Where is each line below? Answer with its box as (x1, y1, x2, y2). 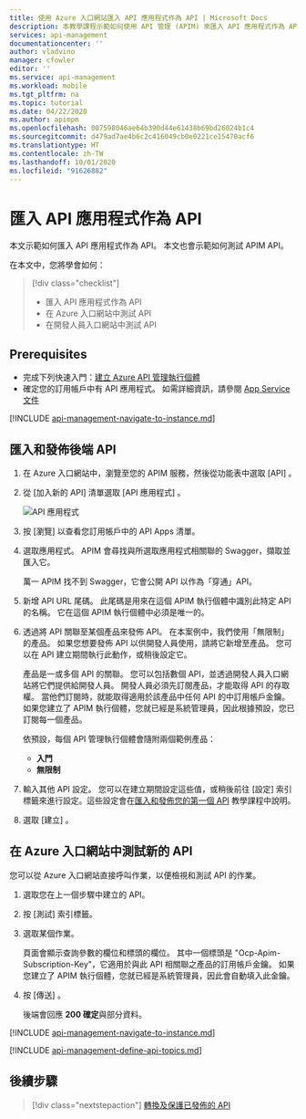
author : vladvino (9, 47, 76, 57)
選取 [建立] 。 (22, 814, 74, 825)
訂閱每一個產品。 (22, 714, 87, 725)
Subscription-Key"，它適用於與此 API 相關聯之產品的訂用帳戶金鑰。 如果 (22, 958, 295, 969)
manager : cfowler (9, 56, 76, 65)
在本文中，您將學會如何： (9, 259, 106, 270)
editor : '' (9, 65, 51, 74)
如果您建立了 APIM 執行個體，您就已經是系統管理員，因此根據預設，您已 (22, 702, 295, 713)
